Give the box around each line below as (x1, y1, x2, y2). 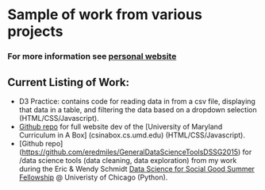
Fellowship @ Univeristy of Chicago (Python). (18, 173, 168, 182)
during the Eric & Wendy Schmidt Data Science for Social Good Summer (18, 164, 255, 173)
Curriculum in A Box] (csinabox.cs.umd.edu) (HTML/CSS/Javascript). (18, 130, 245, 140)
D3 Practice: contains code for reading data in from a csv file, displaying (18, 96, 255, 106)
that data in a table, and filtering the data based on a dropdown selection (18, 105, 257, 114)
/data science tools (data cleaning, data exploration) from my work (18, 155, 237, 165)
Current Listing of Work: (7, 76, 130, 89)
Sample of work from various (7, 6, 203, 24)
